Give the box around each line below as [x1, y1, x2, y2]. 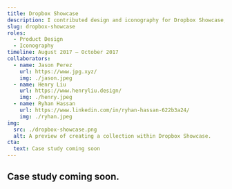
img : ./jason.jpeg [19, 74, 72, 82]
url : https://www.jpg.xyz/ [19, 68, 97, 75]
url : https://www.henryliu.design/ [19, 87, 122, 94]
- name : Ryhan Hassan [13, 100, 76, 107]
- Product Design [13, 36, 64, 43]
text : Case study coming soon [13, 145, 100, 152]
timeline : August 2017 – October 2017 [7, 49, 119, 56]
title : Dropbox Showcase [7, 10, 79, 17]
